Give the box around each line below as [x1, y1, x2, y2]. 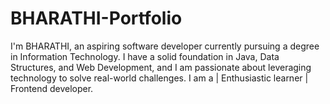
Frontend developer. [10, 82, 94, 94]
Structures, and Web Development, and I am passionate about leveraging [10, 61, 312, 73]
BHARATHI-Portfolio [10, 7, 183, 30]
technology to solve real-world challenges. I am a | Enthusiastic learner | [10, 72, 309, 84]
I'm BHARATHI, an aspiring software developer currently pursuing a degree [10, 40, 320, 52]
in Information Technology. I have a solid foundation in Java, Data [10, 50, 280, 62]
